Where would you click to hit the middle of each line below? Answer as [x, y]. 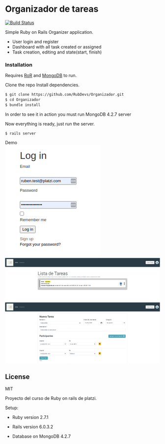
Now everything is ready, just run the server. [50, 124]
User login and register [35, 41]
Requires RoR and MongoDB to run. [41, 76]
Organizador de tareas [52, 9]
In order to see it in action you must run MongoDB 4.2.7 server [68, 114]
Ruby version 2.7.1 [30, 417]
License [17, 377]
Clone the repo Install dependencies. [42, 85]
